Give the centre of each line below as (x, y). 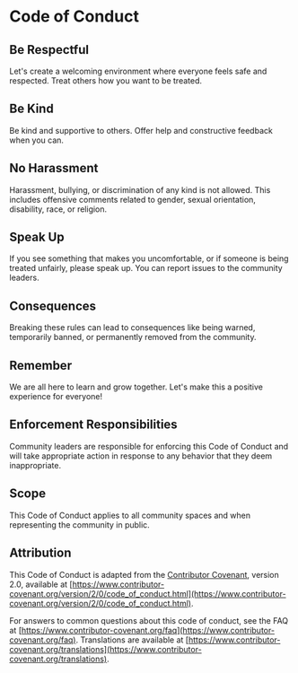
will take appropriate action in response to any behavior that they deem (141, 456)
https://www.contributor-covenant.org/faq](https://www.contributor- (148, 630)
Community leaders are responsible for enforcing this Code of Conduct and (149, 446)
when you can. (37, 140)
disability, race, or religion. (58, 209)
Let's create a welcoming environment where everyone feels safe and (138, 71)
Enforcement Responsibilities (93, 425)
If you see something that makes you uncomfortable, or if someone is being (149, 258)
